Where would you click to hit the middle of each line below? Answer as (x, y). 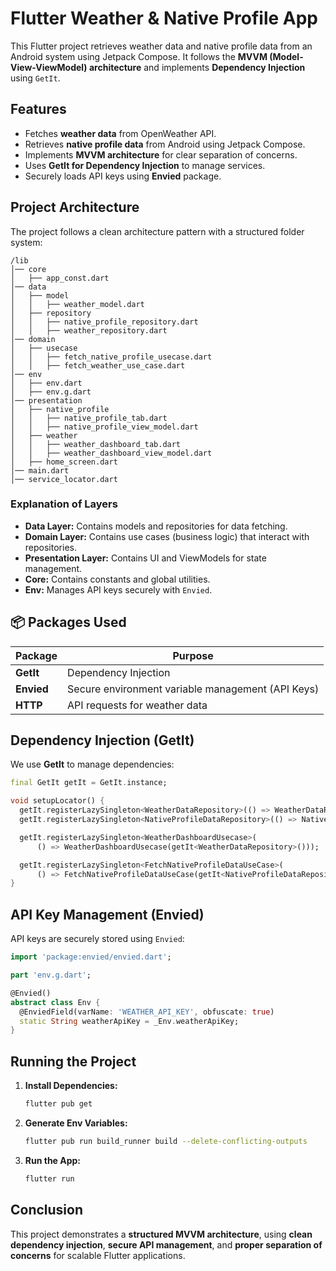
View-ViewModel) (49, 67)
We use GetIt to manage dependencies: (92, 764)
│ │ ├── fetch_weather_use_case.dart (98, 365)
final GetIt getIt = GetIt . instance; (89, 783)
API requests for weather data (137, 705)
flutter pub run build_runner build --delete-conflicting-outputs (166, 1141)
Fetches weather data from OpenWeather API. (120, 133)
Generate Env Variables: (76, 1123)
